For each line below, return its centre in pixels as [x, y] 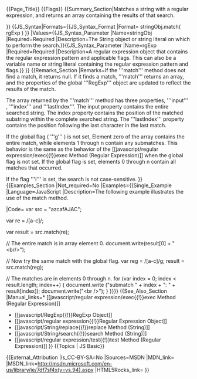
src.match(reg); [25, 267]
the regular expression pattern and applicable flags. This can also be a [91, 58]
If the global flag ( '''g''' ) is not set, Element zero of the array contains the [95, 137]
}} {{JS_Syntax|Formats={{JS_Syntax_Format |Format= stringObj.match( [94, 27]
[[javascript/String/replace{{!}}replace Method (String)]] [82, 327]
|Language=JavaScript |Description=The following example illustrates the [95, 192]
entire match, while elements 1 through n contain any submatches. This [92, 143]
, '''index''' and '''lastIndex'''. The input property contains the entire [87, 106]
